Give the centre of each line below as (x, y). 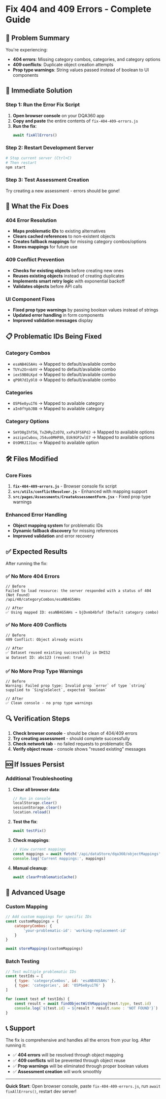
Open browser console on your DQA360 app (59, 115)
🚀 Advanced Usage (35, 892)
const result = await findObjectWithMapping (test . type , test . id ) (83, 1003)
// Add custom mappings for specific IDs (49, 917)
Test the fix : (25, 822)
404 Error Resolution (31, 220)
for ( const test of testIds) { (38, 999)
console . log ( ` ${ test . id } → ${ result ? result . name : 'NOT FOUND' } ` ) (86, 1008)
